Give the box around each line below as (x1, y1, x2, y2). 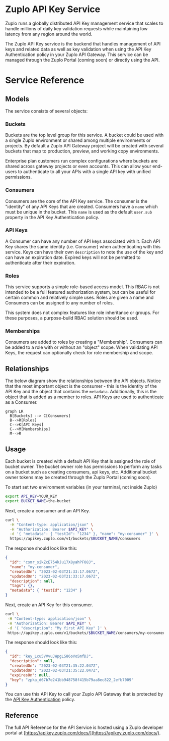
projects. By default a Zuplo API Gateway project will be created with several (5, 143, 164, 149)
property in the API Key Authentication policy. (5, 214, 100, 220)
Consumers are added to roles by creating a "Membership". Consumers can (5, 339, 162, 345)
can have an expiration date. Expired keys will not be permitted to (5, 254, 141, 260)
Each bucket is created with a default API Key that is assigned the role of (5, 458, 156, 464)
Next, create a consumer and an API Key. (5, 507, 91, 513)
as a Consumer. (5, 399, 38, 405)
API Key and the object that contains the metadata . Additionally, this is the (5, 389, 157, 395)
